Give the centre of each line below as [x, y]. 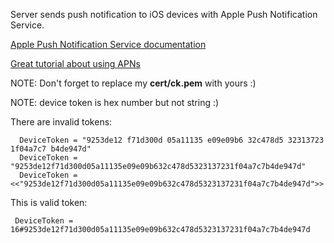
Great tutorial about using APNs [75, 63]
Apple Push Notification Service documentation [108, 44]
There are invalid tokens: [61, 122]
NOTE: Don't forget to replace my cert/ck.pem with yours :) [133, 83]
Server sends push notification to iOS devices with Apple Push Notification [164, 14]
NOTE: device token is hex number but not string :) [115, 102]
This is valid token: [49, 202]
